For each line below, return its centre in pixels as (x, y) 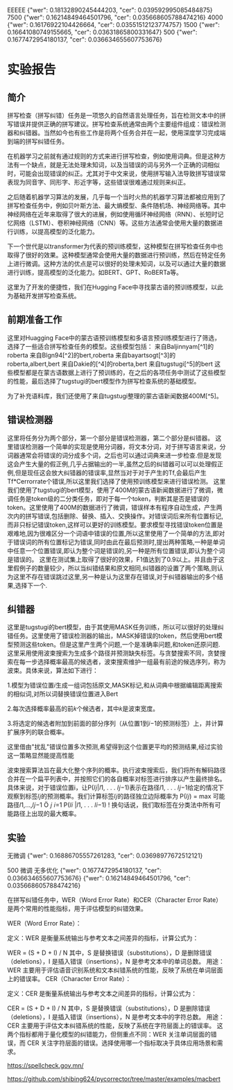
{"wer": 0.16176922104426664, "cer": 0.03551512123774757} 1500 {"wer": (114, 25)
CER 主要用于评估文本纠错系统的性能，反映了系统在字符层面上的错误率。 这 (115, 1025)
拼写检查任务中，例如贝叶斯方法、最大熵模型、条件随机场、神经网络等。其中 (116, 205)
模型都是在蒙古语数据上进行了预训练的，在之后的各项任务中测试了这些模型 (119, 372)
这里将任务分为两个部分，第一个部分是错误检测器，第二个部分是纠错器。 (110, 438)
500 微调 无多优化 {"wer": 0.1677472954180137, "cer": (84, 871)
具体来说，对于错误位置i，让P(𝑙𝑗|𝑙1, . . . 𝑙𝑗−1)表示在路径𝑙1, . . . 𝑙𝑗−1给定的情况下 (115, 787)
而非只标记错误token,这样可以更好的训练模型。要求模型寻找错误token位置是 (115, 525)
